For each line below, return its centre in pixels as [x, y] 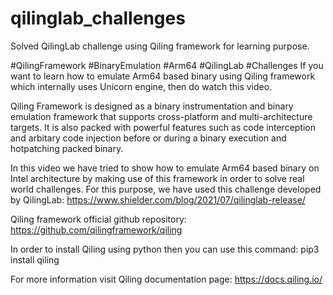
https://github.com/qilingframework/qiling [96, 229]
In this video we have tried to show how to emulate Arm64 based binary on [165, 168]
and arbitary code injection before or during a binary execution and [148, 138]
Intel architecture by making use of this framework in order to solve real [157, 178]
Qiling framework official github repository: [98, 219]
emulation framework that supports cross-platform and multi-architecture [161, 116]
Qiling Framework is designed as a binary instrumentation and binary [152, 106]
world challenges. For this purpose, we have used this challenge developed [166, 189]
